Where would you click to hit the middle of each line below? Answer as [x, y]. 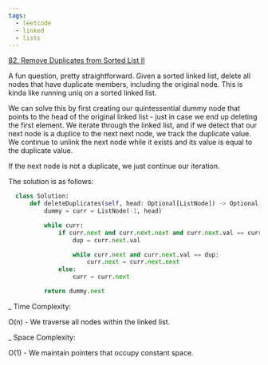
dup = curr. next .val [106, 240]
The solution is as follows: [51, 182]
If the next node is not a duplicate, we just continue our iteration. [114, 166]
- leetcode [33, 23]
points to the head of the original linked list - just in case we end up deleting [133, 117]
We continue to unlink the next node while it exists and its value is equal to [130, 142]
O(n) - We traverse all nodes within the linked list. [89, 322]
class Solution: [42, 196]
